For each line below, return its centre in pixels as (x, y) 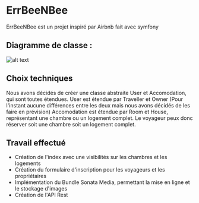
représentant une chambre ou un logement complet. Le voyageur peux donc (99, 118)
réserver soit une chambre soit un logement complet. (71, 124)
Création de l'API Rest (41, 195)
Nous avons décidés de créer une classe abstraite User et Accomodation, (97, 93)
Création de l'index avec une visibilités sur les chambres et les (91, 157)
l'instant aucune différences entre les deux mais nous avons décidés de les (98, 105)
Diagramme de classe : (49, 45)
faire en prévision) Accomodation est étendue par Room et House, (87, 112)
